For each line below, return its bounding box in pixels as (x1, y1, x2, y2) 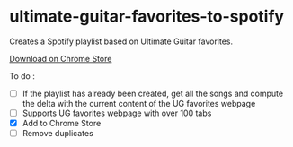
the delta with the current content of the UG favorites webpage (22, 99, 256, 108)
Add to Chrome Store (22, 118, 102, 129)
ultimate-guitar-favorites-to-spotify (9, 6, 285, 27)
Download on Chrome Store (9, 53, 112, 64)
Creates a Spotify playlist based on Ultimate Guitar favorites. (9, 36, 234, 47)
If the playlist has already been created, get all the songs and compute (22, 88, 284, 99)
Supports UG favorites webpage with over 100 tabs (22, 108, 212, 118)
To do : (9, 70, 36, 82)
